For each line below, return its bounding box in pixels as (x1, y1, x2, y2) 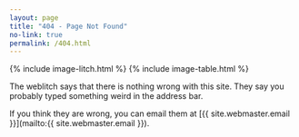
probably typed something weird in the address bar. (9, 91, 204, 102)
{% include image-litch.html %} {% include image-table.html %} (9, 64, 250, 74)
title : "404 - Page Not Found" (9, 22, 128, 31)
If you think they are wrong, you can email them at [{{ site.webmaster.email (9, 108, 291, 119)
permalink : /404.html (9, 38, 92, 48)
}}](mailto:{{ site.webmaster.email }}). (9, 118, 150, 129)
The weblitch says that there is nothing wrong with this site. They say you (9, 81, 284, 92)
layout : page (9, 13, 59, 23)
